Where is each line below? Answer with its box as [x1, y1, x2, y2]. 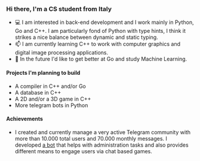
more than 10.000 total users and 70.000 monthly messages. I [14, 135, 167, 142]
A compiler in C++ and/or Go [14, 83, 87, 90]
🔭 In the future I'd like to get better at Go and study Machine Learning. [14, 56, 187, 63]
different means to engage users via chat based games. [14, 147, 152, 154]
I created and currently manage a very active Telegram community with [14, 128, 191, 136]
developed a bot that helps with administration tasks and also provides [14, 141, 189, 148]
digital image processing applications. [14, 49, 109, 56]
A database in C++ [14, 89, 61, 96]
